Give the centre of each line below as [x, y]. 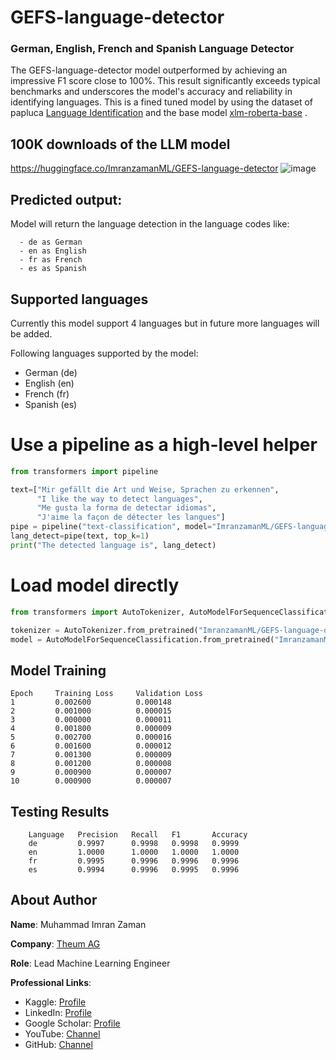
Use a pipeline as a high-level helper [164, 445]
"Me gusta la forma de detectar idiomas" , [126, 508]
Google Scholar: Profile [72, 1023]
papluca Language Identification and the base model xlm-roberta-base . [159, 113]
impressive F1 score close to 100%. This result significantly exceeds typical [165, 81]
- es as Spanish [53, 269]
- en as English [53, 251]
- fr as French [51, 260]
